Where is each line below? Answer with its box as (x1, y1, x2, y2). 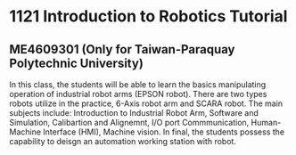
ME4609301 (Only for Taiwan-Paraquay (9, 42, 235, 57)
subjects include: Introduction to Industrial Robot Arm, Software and (9, 108, 259, 118)
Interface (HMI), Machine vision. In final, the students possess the (43, 126, 285, 137)
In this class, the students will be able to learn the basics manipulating (9, 79, 267, 90)
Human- (251, 118, 282, 127)
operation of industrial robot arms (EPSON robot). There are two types (9, 89, 267, 99)
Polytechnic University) (9, 55, 144, 70)
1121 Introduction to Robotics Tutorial (9, 6, 288, 27)
